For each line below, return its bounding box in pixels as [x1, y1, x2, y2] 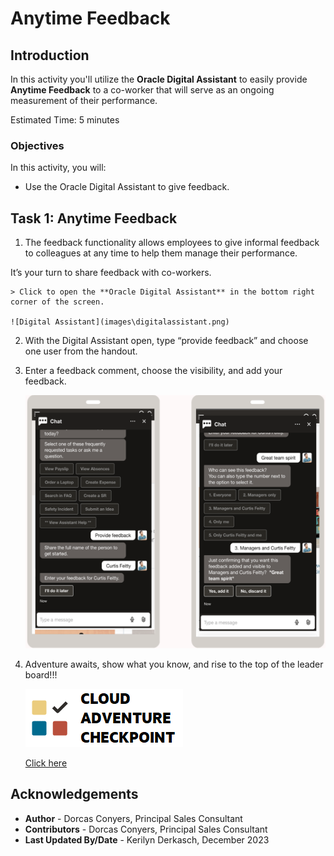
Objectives [10, 138, 65, 152]
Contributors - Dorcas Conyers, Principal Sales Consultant [24, 823, 268, 835]
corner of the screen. [10, 297, 105, 307]
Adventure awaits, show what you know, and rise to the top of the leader [24, 658, 324, 670]
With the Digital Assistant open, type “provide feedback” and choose [24, 335, 309, 347]
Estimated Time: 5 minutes [10, 114, 120, 126]
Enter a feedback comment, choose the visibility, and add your [24, 365, 283, 377]
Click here [24, 757, 68, 769]
